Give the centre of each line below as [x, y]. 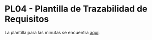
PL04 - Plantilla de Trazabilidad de [76, 9]
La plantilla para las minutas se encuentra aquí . [52, 32]
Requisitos [27, 19]
